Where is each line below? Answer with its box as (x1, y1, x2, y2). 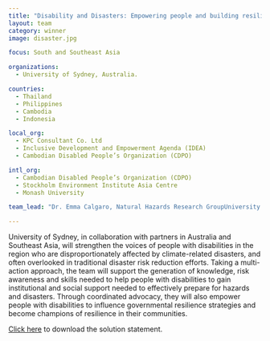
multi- (240, 258, 260, 267)
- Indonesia (15, 115, 56, 123)
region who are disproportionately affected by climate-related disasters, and (8, 250, 261, 259)
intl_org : (8, 166, 42, 174)
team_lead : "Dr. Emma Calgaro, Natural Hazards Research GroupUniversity (8, 203, 261, 211)
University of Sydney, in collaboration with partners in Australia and (8, 232, 231, 242)
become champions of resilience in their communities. (8, 309, 188, 319)
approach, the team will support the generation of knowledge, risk (31, 266, 250, 276)
